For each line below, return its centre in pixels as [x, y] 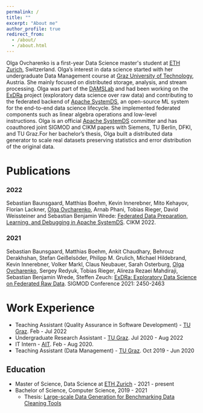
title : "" [19, 18]
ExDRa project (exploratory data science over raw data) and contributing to [100, 95]
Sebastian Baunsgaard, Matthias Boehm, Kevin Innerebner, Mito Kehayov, [98, 203]
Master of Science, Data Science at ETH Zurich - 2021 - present [95, 384]
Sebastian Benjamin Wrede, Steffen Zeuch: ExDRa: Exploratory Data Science [101, 277]
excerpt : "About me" [32, 23]
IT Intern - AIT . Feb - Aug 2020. [54, 344]
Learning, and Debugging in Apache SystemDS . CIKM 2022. [81, 222]
